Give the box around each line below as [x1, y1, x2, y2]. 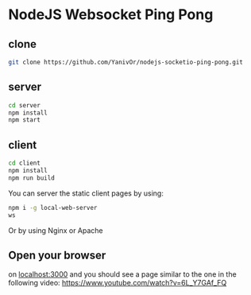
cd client [8, 159, 41, 168]
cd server [8, 101, 41, 109]
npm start [8, 116, 41, 124]
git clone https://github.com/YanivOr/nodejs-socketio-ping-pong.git [8, 58, 244, 66]
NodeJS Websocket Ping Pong [8, 6, 214, 24]
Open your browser [8, 248, 106, 262]
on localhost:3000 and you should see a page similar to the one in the [8, 270, 237, 279]
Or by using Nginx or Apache [8, 225, 103, 235]
